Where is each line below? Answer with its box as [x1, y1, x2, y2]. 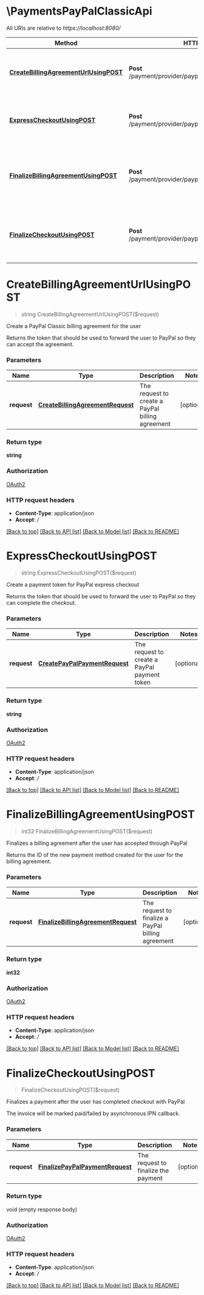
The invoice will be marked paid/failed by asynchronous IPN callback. [6, 1110, 180, 1117]
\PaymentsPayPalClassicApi [6, 4, 152, 18]
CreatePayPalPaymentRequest [38, 659, 129, 668]
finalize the [137, 1166, 169, 1175]
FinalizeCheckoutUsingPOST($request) [21, 1086, 120, 1094]
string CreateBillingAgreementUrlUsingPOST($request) [21, 310, 160, 318]
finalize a [142, 914, 169, 923]
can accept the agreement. [6, 340, 74, 347]
